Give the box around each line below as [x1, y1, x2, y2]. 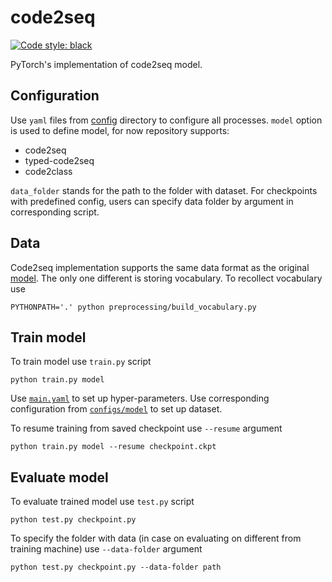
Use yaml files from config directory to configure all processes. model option [10, 114, 323, 126]
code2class [24, 165, 73, 177]
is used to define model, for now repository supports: [10, 124, 230, 136]
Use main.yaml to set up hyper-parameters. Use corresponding [10, 392, 270, 405]
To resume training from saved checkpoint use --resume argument [10, 422, 283, 435]
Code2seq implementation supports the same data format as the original [10, 261, 310, 273]
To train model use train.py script [10, 356, 152, 368]
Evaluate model [10, 469, 109, 486]
